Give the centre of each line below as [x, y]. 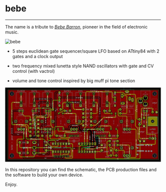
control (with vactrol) [34, 71]
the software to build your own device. [44, 175]
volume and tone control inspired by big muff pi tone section [74, 80]
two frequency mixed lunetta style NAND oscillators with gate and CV [83, 66]
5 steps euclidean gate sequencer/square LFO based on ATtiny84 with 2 [86, 51]
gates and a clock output [38, 56]
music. [12, 32]
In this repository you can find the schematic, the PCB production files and [81, 169]
